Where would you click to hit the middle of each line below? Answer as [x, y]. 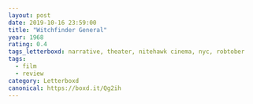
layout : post [30, 15]
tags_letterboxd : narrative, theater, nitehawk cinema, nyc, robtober [126, 52]
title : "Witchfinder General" [58, 30]
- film [26, 66]
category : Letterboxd [44, 81]
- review [30, 74]
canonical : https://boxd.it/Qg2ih [65, 88]
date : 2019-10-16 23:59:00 [52, 23]
